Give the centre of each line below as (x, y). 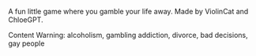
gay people (26, 43)
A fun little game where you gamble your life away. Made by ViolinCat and (128, 11)
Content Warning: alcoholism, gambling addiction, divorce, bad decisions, (128, 35)
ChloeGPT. (26, 20)
